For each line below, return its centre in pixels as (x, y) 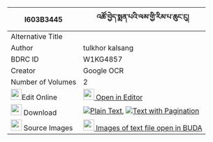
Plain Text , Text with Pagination (145, 111)
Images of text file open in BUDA (149, 128)
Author (22, 48)
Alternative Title (37, 36)
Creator (23, 71)
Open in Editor (119, 97)
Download (40, 113)
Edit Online (40, 97)
